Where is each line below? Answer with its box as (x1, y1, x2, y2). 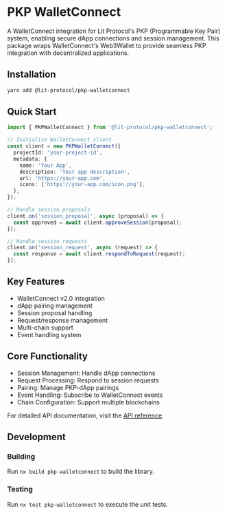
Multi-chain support (16, 323, 73, 332)
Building (7, 452, 36, 461)
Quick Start (7, 106, 57, 117)
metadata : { (13, 155, 48, 162)
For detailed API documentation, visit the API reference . (7, 411, 165, 420)
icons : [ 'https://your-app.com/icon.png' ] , (19, 181, 146, 188)
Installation (7, 69, 56, 80)
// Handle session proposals (7, 207, 91, 214)
